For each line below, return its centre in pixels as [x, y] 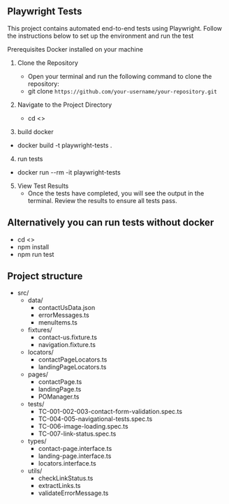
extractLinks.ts [59, 486]
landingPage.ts [60, 390]
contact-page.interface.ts [75, 449]
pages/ [38, 375]
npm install [33, 246]
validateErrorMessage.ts [73, 493]
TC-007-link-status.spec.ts [77, 434]
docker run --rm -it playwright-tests [69, 172]
